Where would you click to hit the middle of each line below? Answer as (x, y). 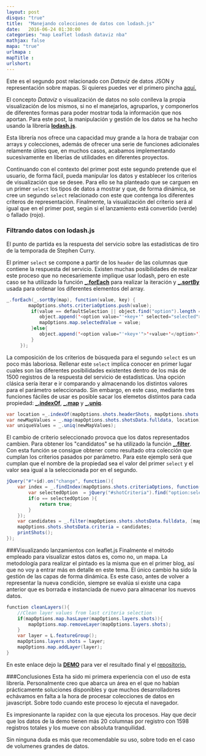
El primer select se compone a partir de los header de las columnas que (97, 262)
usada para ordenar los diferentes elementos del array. (76, 288)
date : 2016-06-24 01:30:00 (44, 29)
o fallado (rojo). (26, 215)
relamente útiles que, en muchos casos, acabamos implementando (91, 151)
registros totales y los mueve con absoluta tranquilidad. (76, 727)
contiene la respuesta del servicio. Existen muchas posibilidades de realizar (102, 269)
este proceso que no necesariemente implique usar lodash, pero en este (98, 275)
